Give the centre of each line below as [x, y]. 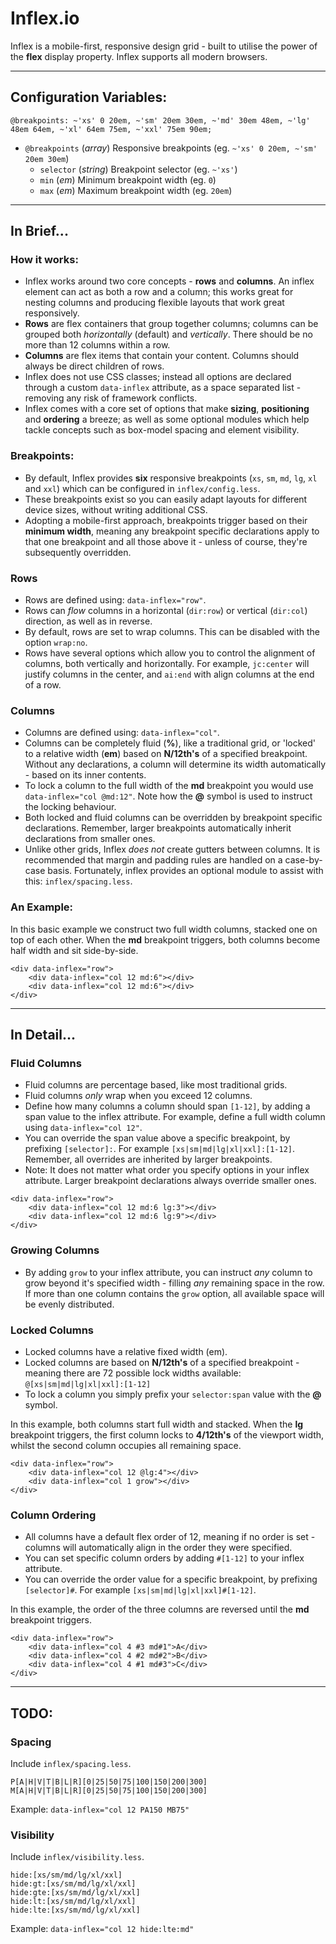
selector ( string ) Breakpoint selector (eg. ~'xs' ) [138, 169]
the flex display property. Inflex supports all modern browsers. [139, 56]
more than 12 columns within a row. [97, 345]
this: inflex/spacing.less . [78, 881]
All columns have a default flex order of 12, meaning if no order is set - [170, 1537]
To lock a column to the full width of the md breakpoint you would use [169, 786]
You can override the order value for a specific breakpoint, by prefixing [171, 1579]
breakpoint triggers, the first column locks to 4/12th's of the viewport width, [167, 1434]
